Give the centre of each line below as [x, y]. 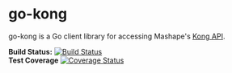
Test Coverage [34, 60]
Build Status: [30, 51]
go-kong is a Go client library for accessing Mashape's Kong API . [117, 36]
